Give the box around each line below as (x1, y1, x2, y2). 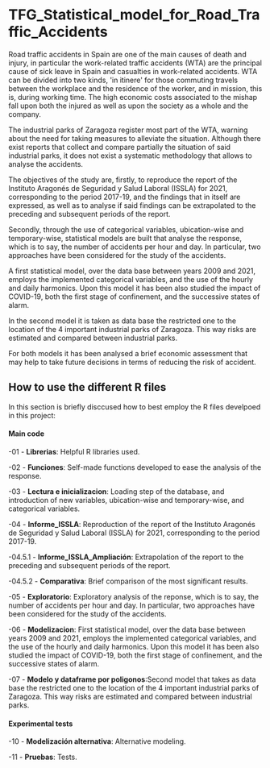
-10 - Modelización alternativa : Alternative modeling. (8, 737, 187, 746)
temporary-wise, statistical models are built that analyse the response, (8, 233, 243, 243)
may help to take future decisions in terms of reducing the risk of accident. (8, 357, 256, 367)
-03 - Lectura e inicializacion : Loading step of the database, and (8, 486, 225, 496)
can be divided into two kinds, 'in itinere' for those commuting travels (8, 75, 239, 85)
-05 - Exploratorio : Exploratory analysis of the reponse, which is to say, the (8, 592, 260, 601)
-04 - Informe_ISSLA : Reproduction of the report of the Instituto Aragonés (8, 519, 255, 529)
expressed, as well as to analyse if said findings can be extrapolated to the (8, 200, 256, 210)
